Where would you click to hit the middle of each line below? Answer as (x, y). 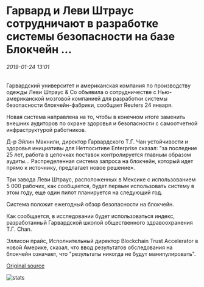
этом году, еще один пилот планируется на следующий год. (85, 192)
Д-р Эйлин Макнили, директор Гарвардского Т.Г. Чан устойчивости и (97, 142)
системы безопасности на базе (91, 37)
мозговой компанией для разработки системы (106, 99)
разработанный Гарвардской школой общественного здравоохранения (100, 223)
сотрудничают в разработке (83, 24)
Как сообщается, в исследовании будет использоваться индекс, (91, 216)
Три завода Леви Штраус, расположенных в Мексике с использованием (101, 180)
